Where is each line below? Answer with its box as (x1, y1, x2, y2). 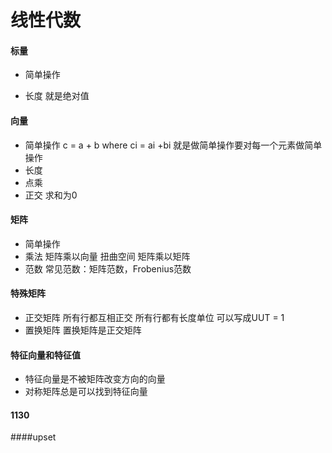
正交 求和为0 (24, 189, 78, 201)
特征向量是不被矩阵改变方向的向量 (24, 373, 166, 385)
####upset (10, 431, 57, 443)
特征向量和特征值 (10, 349, 81, 361)
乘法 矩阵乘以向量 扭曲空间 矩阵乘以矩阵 (24, 250, 191, 262)
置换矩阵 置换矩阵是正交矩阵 (24, 324, 142, 336)
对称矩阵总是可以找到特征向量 (24, 386, 148, 398)
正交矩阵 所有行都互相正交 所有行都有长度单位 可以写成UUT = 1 (24, 312, 285, 323)
